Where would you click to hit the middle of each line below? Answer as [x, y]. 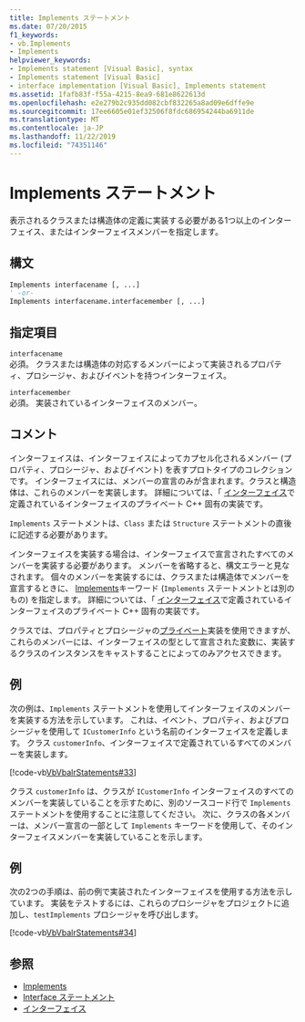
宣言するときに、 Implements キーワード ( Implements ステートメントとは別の [152, 588]
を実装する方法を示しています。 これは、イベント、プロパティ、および [141, 720]
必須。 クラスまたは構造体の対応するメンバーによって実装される [130, 364]
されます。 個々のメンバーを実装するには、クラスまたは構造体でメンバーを [150, 577]
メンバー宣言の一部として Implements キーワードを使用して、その [155, 825]
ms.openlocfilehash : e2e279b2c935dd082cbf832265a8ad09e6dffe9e [132, 103]
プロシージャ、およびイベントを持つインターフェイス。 [128, 375]
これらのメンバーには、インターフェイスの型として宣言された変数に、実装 [148, 641]
